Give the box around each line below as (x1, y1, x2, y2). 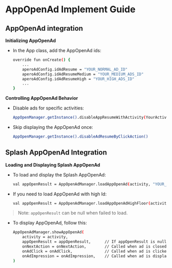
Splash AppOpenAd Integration (5, 148, 107, 157)
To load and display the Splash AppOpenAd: (12, 171, 106, 177)
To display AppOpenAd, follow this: (12, 220, 87, 226)
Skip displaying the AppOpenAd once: (12, 124, 93, 130)
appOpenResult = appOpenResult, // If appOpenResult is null (22, 239, 167, 244)
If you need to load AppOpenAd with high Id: (12, 191, 107, 197)
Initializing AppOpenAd (5, 37, 56, 43)
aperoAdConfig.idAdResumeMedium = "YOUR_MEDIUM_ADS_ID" (22, 72, 144, 77)
